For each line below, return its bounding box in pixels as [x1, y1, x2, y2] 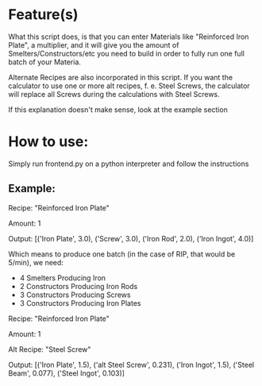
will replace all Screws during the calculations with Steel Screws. [8, 89, 220, 98]
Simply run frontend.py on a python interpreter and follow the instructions [8, 159, 249, 168]
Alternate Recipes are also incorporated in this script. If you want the [8, 72, 233, 82]
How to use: [8, 133, 89, 151]
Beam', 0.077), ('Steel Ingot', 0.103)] [8, 368, 125, 378]
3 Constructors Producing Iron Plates [19, 298, 141, 307]
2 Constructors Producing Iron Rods [19, 281, 138, 291]
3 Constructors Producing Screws [19, 290, 131, 299]
